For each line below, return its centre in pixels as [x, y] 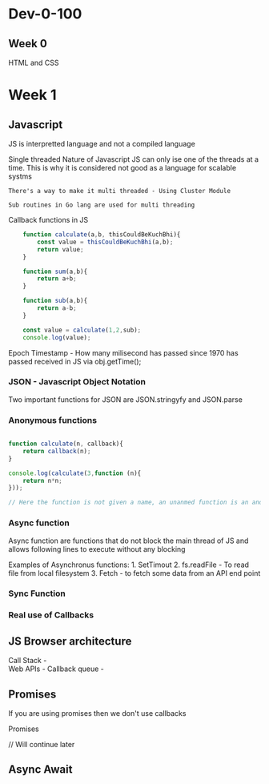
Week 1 [32, 95]
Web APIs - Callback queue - [56, 669]
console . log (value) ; [57, 337]
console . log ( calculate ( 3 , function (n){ [75, 473]
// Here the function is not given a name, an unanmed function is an [128, 503]
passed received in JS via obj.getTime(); [75, 361]
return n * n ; [42, 480]
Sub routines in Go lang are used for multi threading [102, 205]
